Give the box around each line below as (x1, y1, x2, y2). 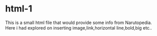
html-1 (5, 3, 32, 14)
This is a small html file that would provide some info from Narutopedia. (5, 19, 152, 25)
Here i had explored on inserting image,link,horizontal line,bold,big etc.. (5, 24, 152, 30)
